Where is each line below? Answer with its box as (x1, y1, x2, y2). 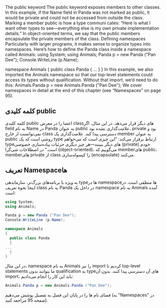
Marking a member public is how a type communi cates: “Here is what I (5, 20, 151, 26)
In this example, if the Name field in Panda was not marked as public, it (5, 9, 150, 15)
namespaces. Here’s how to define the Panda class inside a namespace (5, 47, 152, 52)
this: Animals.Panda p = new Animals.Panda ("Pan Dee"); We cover (5, 82, 142, 88)
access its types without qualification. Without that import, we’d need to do (5, 77, 158, 83)
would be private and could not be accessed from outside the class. (5, 15, 144, 20)
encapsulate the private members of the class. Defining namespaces (5, 36, 146, 42)
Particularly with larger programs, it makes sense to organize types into (5, 41, 151, 47)
